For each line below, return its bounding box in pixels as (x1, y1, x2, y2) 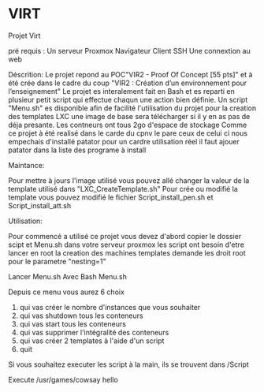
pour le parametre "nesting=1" (8, 256, 106, 266)
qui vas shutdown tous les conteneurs (19, 311, 143, 320)
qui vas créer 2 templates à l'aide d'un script (19, 336, 165, 345)
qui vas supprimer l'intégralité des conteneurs (19, 327, 169, 337)
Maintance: (8, 160, 45, 170)
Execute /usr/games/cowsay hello (8, 375, 118, 384)
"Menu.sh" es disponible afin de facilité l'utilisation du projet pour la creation (8, 103, 257, 113)
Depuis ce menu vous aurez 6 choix (8, 287, 125, 297)
